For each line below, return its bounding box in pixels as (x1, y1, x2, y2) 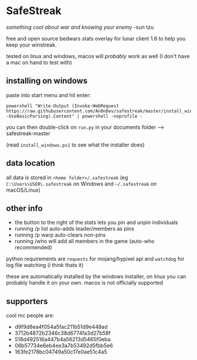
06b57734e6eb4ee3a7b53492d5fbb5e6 (14, 342, 113, 349)
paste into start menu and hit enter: (6, 91, 91, 98)
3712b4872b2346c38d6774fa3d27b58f (14, 329, 111, 336)
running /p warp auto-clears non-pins (14, 231, 106, 239)
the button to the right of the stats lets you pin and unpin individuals (14, 219, 178, 226)
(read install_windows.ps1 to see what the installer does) (6, 141, 145, 148)
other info (6, 203, 43, 213)
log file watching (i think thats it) (6, 262, 84, 269)
